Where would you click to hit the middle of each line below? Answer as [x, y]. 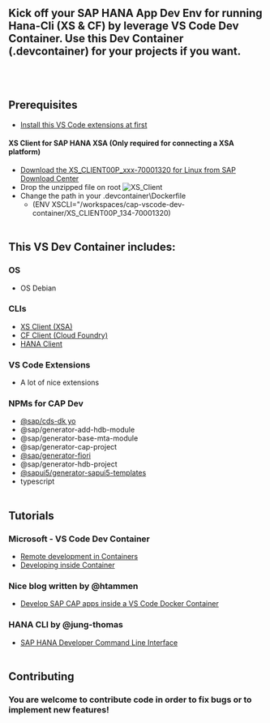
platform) [25, 152]
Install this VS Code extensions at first [84, 124]
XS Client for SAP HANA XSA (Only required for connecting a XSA [121, 143]
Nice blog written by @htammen [73, 586]
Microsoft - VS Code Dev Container [79, 539]
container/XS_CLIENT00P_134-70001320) [102, 213]
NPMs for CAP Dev [46, 403]
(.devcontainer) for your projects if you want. [125, 52]
